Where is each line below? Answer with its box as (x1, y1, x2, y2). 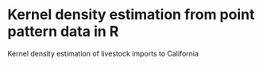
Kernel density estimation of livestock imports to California (7, 49, 199, 58)
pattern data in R (7, 22, 119, 41)
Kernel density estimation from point (7, 6, 255, 24)
